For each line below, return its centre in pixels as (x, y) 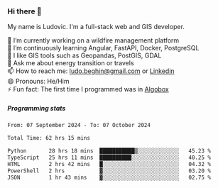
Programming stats (37, 108)
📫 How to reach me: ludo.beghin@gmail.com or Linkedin (91, 71)
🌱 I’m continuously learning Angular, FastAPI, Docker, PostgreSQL (103, 48)
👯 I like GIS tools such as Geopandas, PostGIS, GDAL (85, 55)
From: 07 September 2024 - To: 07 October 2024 (79, 126)
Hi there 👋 (25, 11)
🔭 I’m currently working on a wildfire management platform (93, 40)
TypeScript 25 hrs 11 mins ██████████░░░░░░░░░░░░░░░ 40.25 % (109, 157)
